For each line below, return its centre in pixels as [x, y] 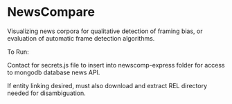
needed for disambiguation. [47, 93]
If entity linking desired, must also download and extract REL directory [107, 85]
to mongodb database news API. [54, 72]
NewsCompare [51, 12]
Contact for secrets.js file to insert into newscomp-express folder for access [116, 65]
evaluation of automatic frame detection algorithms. [81, 38]
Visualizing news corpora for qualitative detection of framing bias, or [105, 31]
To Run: [18, 52]
